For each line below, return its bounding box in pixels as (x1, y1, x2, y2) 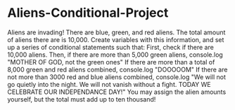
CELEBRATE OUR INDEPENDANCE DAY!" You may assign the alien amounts (7, 88, 227, 96)
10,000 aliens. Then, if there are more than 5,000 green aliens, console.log (7, 50, 223, 59)
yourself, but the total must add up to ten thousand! (7, 95, 156, 103)
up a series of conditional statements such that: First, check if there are (7, 43, 215, 51)
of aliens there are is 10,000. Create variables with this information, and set (7, 35, 224, 43)
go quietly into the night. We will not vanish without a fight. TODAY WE (7, 80, 211, 88)
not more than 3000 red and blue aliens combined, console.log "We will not (7, 72, 227, 81)
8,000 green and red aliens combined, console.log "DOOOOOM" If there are (7, 65, 228, 74)
